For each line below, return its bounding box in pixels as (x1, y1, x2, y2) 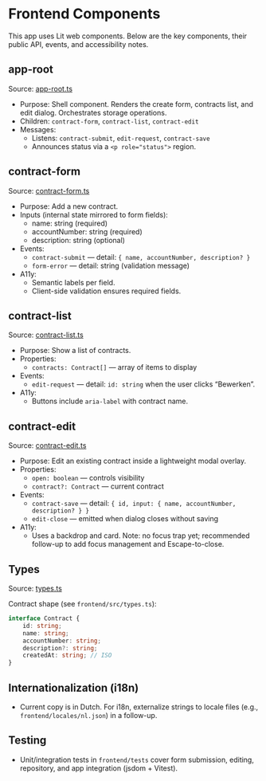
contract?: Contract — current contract (31, 481, 165, 491)
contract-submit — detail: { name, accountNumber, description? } (31, 252, 251, 261)
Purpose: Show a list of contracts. (19, 346, 131, 355)
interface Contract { (8, 614, 80, 622)
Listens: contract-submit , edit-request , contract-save (31, 133, 210, 143)
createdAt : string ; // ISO (22, 651, 112, 660)
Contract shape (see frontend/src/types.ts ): (8, 599, 157, 608)
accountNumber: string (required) (31, 226, 143, 236)
